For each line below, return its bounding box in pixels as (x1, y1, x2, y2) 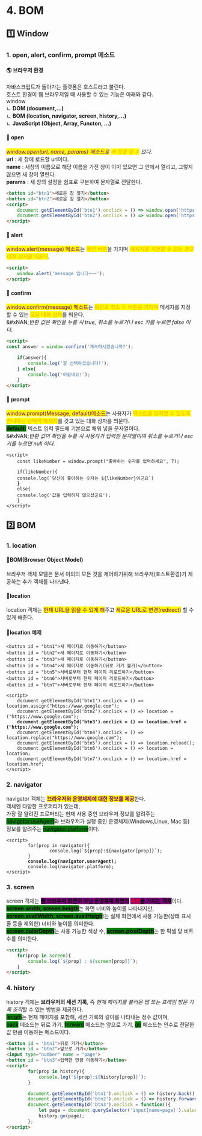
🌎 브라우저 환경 (6, 67, 44, 74)
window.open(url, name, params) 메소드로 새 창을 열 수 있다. (6, 148, 152, 155)
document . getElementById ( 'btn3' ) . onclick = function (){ (28, 1102, 171, 1108)
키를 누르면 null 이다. (6, 440, 55, 447)
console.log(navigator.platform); (28, 863, 114, 869)
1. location (6, 541, 37, 550)
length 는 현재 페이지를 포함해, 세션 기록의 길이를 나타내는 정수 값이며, (6, 1013, 170, 1020)
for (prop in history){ (28, 1068, 85, 1074)
